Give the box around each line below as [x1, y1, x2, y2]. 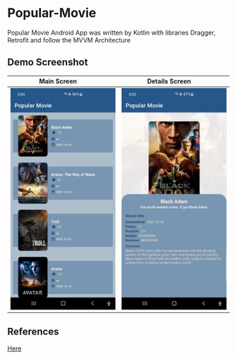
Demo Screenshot [7, 57, 88, 69]
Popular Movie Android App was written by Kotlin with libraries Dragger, [7, 28, 216, 37]
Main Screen [38, 77, 78, 86]
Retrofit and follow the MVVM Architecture [7, 35, 130, 44]
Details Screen [147, 77, 192, 86]
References [7, 325, 59, 337]
